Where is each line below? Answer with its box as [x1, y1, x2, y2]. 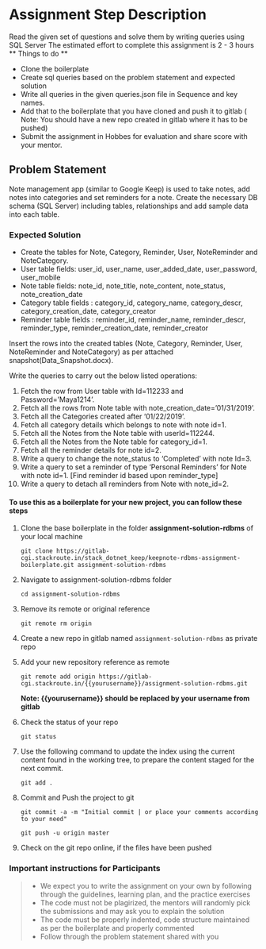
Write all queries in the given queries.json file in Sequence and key [20, 89, 238, 98]
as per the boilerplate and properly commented [40, 923, 195, 932]
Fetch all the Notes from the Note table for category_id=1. [20, 437, 208, 446]
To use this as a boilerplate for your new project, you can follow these [9, 497, 242, 507]
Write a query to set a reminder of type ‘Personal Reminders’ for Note [20, 462, 248, 472]
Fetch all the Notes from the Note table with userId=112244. [20, 429, 215, 438]
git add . [20, 779, 54, 787]
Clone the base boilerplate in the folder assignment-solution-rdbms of [20, 523, 254, 533]
